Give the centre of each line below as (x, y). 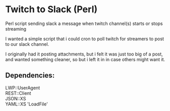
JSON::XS (16, 98)
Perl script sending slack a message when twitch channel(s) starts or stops (84, 23)
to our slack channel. (27, 44)
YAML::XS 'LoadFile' (27, 104)
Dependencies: (30, 76)
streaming (16, 29)
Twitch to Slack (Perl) (51, 9)
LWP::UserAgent (23, 88)
